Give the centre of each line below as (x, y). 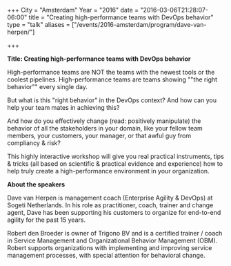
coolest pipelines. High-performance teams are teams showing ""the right (112, 79)
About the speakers (36, 184)
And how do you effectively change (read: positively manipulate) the (104, 121)
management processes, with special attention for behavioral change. (106, 255)
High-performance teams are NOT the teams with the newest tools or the (111, 72)
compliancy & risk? (34, 143)
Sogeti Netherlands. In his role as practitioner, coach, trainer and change (110, 205)
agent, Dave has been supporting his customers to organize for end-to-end (114, 212)
